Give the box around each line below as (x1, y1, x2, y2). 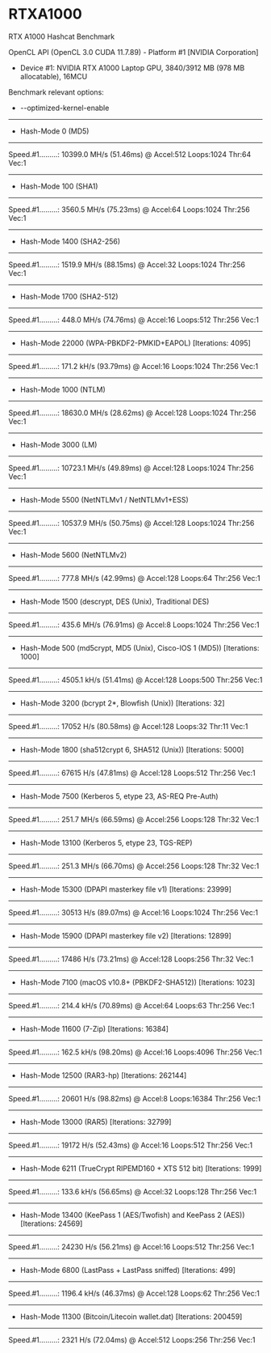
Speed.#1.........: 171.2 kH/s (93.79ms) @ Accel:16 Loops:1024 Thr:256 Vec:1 (8, 361, 259, 371)
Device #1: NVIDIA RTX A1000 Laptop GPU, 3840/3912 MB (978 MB (19, 62, 245, 73)
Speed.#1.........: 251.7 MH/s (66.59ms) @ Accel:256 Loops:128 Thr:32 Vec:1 (8, 814, 260, 824)
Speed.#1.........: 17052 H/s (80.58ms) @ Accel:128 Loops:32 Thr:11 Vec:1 (8, 721, 248, 731)
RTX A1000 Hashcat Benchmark (8, 32, 115, 41)
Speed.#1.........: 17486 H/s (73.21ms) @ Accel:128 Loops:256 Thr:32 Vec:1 (8, 954, 254, 964)
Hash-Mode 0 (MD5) (19, 126, 90, 136)
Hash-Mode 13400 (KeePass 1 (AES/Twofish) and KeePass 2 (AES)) (19, 1210, 245, 1219)
